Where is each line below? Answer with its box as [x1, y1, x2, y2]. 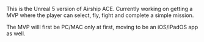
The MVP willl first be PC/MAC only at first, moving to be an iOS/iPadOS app [6, 24, 199, 30]
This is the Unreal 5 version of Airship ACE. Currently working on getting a [6, 5, 193, 12]
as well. [6, 30, 26, 37]
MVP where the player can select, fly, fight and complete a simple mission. [6, 12, 194, 19]
